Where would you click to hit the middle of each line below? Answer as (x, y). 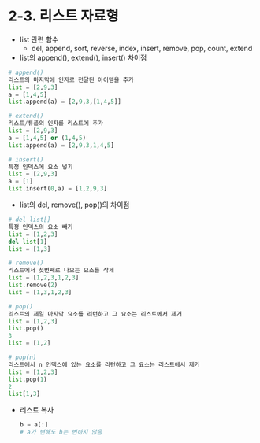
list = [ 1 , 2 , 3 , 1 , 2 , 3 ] (44, 278)
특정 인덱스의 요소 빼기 (41, 227)
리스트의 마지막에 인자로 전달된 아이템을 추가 (71, 79)
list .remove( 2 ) (33, 285)
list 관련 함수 (39, 39)
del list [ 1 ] (28, 242)
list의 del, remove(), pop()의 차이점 (74, 205)
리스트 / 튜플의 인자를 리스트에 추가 (56, 124)
